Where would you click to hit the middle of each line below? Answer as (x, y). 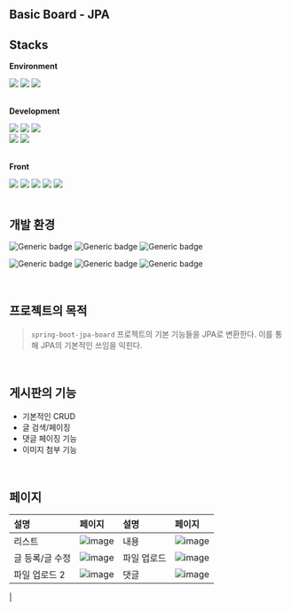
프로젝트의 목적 (48, 311)
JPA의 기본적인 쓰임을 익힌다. (91, 345)
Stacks (29, 45)
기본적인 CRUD (49, 416)
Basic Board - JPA (59, 15)
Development (35, 111)
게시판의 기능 (43, 393)
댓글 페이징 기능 (49, 438)
